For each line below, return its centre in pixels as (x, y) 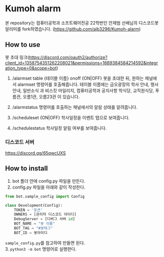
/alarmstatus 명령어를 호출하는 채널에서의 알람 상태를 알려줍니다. (75, 107)
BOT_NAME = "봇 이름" (34, 224)
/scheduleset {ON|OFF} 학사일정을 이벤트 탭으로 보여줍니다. (71, 117)
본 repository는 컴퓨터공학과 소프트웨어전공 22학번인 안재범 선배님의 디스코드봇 (82, 23)
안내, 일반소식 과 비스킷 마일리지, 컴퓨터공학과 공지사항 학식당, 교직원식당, (83, 90)
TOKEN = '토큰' (29, 210)
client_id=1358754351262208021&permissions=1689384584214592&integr (82, 63)
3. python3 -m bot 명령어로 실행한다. (41, 249)
